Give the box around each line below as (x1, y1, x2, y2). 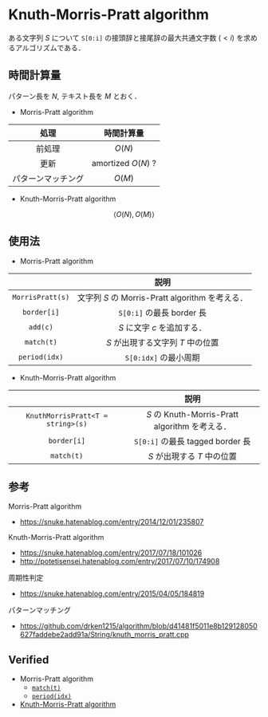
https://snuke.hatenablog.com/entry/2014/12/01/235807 (19, 517, 204, 527)
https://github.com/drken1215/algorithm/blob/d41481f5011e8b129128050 (19, 621, 258, 631)
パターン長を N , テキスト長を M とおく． (8, 91, 141, 100)
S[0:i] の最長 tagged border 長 (134, 435, 251, 447)
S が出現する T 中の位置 (148, 451, 238, 462)
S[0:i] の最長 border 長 (118, 307, 207, 318)
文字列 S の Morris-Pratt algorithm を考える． (77, 292, 248, 303)
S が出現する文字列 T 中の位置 (106, 337, 219, 348)
